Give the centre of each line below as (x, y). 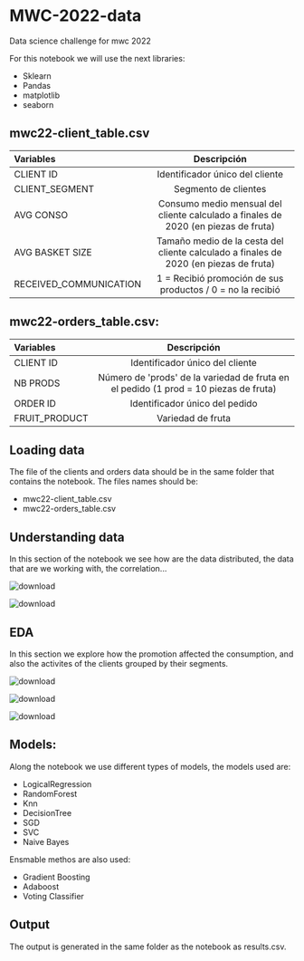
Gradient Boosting (56, 877)
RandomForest (50, 793)
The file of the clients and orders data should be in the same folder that (142, 472)
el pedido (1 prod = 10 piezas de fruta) (194, 389)
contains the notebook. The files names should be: (104, 482)
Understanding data (67, 537)
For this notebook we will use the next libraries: (97, 58)
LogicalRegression (57, 783)
